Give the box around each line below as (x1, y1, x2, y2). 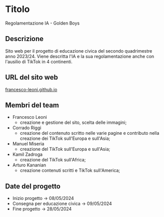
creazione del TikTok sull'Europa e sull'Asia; (19, 146, 110, 152)
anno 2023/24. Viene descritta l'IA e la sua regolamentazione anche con (5, 53, 154, 59)
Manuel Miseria (12, 141, 44, 147)
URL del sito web (5, 73, 58, 82)
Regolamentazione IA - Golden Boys (5, 20, 80, 26)
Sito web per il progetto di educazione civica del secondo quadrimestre (5, 48, 152, 54)
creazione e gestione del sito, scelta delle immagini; (19, 119, 127, 126)
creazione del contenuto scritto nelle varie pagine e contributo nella (19, 130, 159, 136)
